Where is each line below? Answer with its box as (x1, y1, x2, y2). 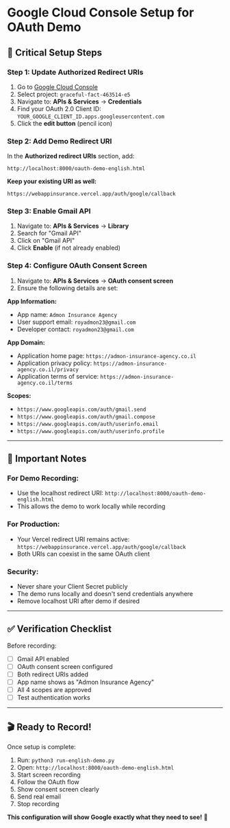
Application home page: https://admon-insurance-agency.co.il (16, 351, 196, 359)
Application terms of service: (16, 372, 99, 380)
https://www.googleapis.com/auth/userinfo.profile (16, 427, 165, 435)
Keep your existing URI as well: (7, 177, 97, 186)
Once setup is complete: (7, 743, 77, 751)
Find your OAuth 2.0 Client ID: (16, 104, 101, 113)
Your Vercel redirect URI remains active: (16, 535, 130, 543)
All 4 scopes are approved (16, 686, 92, 694)
